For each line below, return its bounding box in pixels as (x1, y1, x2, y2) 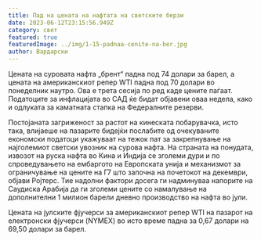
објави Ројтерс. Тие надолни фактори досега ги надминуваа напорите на (8, 176, 253, 185)
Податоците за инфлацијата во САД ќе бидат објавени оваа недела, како (8, 95, 253, 103)
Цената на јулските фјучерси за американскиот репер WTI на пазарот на (8, 208, 253, 217)
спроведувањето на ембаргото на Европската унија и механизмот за (8, 160, 241, 168)
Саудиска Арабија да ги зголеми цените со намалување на (8, 185, 208, 193)
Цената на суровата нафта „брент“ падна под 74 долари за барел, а (8, 70, 235, 78)
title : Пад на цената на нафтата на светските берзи (8, 11, 184, 20)
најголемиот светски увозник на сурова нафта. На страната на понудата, (8, 142, 254, 152)
